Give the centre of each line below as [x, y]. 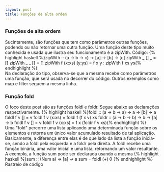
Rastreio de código [24, 164]
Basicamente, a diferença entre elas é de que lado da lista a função [73, 138]
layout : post [18, 10]
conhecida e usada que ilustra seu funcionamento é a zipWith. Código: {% [80, 52]
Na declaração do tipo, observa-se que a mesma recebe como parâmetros [81, 73]
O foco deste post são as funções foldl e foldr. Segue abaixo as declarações [82, 107]
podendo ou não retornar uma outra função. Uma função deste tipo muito [80, 47]
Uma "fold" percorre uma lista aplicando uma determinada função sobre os [81, 128]
